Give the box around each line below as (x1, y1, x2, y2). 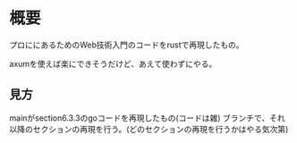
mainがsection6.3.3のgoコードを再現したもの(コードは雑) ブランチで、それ (9, 113, 286, 123)
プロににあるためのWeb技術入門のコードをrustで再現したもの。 (9, 39, 244, 50)
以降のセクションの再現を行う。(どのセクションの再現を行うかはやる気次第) (9, 123, 289, 134)
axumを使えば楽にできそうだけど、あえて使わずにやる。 (9, 58, 217, 69)
